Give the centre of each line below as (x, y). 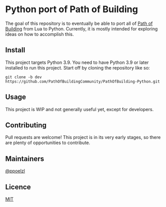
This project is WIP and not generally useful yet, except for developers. (79, 109)
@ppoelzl (15, 171)
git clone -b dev (24, 77)
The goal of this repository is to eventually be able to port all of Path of (79, 23)
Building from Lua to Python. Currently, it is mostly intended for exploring (81, 28)
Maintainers (25, 159)
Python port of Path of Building (72, 9)
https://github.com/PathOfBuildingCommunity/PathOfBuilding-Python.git (82, 81)
